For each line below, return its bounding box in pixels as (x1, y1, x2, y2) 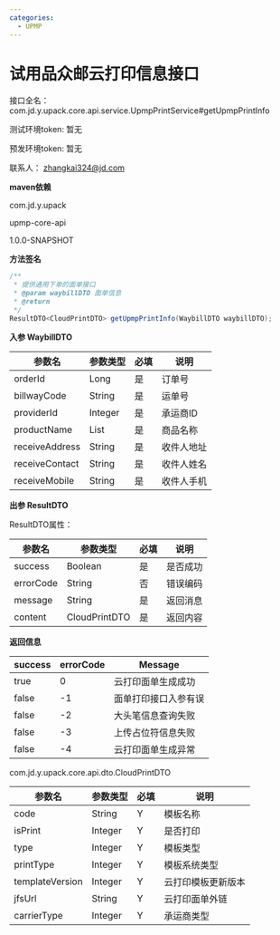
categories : (9, 13, 54, 23)
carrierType (14, 909, 63, 921)
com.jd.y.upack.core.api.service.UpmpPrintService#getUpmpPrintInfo (9, 105, 270, 116)
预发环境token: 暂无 (9, 143, 83, 154)
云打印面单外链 (163, 892, 228, 905)
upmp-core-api (9, 217, 66, 228)
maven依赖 (9, 182, 51, 193)
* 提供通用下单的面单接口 (13, 280, 97, 290)
